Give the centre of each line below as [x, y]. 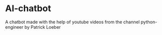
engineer [14, 27]
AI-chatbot [28, 9]
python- [149, 22]
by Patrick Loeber [43, 27]
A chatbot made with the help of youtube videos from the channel [73, 22]
